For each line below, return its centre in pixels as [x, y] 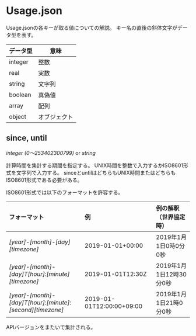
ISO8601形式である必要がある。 [44, 180]
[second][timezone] [36, 310]
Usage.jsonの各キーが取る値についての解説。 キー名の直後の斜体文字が [92, 27]
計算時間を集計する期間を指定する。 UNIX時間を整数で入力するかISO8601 [95, 165]
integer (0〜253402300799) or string [51, 153]
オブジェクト [56, 117]
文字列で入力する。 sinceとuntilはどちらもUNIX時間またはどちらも [96, 172]
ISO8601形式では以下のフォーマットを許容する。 [65, 192]
